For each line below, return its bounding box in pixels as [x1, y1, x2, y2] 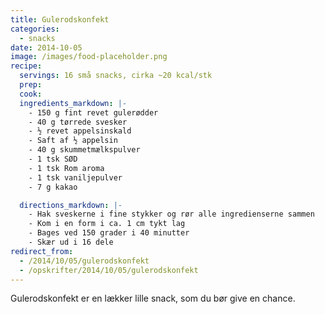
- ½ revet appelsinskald [28, 126, 132, 136]
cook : [19, 89, 43, 99]
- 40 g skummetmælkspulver [28, 145, 141, 155]
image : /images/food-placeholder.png [10, 52, 168, 62]
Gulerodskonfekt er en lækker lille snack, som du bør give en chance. [10, 292, 296, 305]
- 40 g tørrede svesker [28, 117, 128, 127]
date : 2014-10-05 [10, 42, 83, 53]
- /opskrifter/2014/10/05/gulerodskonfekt [19, 265, 199, 275]
